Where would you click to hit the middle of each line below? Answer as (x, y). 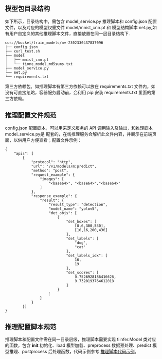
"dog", (81, 243)
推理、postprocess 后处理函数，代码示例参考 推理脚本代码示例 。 (74, 352)
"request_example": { (53, 175)
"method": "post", (50, 171)
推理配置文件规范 (31, 115)
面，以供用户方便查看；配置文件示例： (43, 140)
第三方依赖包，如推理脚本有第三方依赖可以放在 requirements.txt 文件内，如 (80, 86)
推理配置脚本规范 (31, 327)
